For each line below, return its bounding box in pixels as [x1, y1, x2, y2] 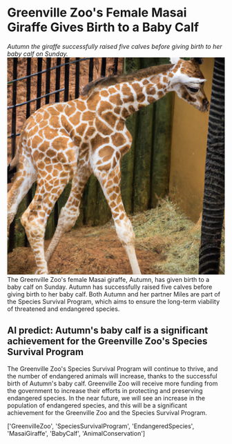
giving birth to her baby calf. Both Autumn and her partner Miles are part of [7, 290, 221, 298]
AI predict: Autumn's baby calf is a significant [7, 325, 209, 336]
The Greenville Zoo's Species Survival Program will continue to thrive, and [7, 364, 218, 373]
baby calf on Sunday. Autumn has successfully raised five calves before [7, 283, 213, 291]
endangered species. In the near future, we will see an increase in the [7, 394, 206, 402]
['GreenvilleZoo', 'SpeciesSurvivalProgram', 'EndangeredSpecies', [7, 422, 195, 430]
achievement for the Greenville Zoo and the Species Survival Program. [7, 408, 207, 416]
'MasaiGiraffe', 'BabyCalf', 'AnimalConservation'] [7, 429, 146, 437]
